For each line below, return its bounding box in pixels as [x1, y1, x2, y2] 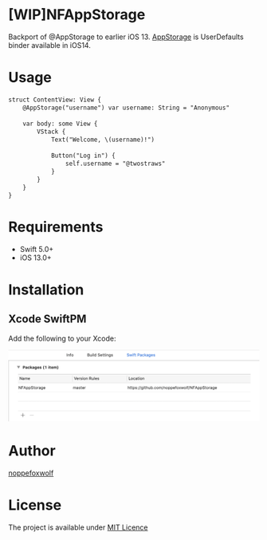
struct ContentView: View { [8, 96, 102, 104]
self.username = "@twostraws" [65, 160, 166, 168]
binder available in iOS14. [8, 40, 92, 49]
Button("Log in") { [50, 152, 116, 160]
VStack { [37, 128, 66, 136]
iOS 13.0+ [19, 253, 52, 262]
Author [8, 442, 56, 460]
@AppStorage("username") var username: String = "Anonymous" [22, 104, 230, 112]
